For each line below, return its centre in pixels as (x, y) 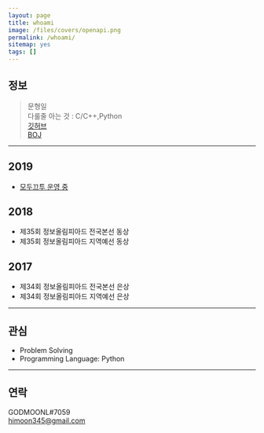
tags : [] (22, 52)
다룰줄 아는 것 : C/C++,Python (75, 116)
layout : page (29, 15)
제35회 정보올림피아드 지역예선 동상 (74, 241)
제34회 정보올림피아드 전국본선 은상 (74, 287)
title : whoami (31, 23)
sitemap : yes (29, 45)
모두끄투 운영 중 (44, 186)
